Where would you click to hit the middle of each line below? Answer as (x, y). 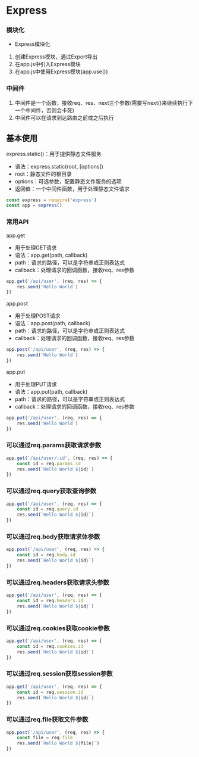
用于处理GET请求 (36, 247)
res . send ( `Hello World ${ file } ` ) (58, 743)
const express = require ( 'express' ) (51, 200)
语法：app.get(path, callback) (51, 255)
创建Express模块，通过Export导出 (56, 57)
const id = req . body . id (46, 555)
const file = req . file (45, 738)
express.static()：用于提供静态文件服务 (54, 154)
